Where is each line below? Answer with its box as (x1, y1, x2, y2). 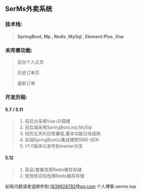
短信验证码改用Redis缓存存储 (24, 173, 85, 179)
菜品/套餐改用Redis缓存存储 (24, 166, 82, 173)
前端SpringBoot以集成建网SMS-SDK (24, 137, 99, 143)
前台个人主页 (17, 59, 44, 65)
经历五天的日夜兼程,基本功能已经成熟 (24, 131, 101, 137)
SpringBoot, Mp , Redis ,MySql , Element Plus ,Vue (17, 33, 124, 39)
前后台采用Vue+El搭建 (24, 118, 71, 124)
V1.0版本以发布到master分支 (24, 143, 83, 149)
